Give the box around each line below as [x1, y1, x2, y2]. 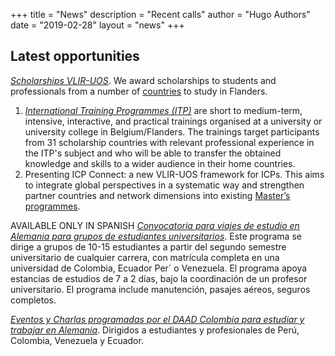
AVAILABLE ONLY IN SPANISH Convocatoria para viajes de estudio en [10, 219, 300, 231]
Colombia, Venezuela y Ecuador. [10, 334, 144, 346]
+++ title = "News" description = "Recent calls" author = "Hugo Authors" [10, 9, 311, 20]
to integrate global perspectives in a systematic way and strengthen [24, 179, 305, 191]
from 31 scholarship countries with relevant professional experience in [24, 136, 315, 148]
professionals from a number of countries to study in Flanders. [10, 85, 268, 97]
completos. [10, 294, 57, 306]
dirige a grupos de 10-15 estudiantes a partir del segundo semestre [10, 240, 287, 253]
